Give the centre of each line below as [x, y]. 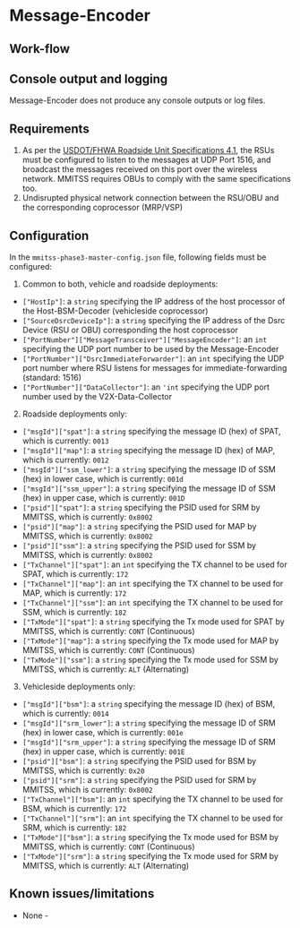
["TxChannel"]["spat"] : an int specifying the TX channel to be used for [155, 564]
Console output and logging [89, 78]
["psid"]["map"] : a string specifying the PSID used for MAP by [139, 527]
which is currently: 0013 [65, 441]
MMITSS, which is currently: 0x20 [83, 770]
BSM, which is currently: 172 [74, 809]
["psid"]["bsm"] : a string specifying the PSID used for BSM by [139, 761]
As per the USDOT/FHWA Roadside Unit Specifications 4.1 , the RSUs [148, 150]
